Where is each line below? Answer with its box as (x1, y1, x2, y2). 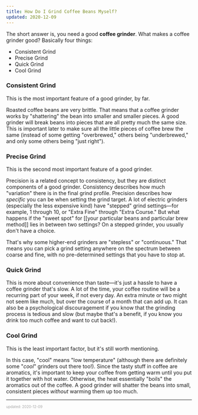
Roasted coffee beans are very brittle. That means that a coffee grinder (6, 106, 179, 113)
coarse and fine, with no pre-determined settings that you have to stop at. (6, 251, 186, 258)
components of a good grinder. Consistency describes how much (6, 183, 166, 190)
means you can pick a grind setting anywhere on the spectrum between (6, 245, 181, 252)
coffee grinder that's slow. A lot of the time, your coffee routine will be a (6, 285, 181, 292)
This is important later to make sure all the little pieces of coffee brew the (6, 125, 184, 132)
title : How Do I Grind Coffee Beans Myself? (6, 8, 117, 15)
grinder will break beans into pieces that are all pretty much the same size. (6, 118, 187, 126)
